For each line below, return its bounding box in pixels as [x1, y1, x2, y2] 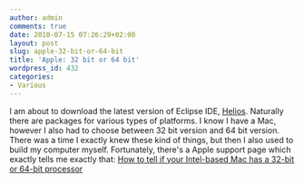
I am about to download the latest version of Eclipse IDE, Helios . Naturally [9, 105, 284, 116]
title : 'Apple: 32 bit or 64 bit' [9, 55, 141, 64]
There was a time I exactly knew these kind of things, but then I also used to [9, 134, 294, 145]
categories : [9, 72, 54, 82]
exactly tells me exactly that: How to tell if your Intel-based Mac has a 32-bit [9, 153, 295, 164]
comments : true [9, 22, 67, 31]
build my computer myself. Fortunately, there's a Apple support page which [9, 144, 291, 155]
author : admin [9, 13, 64, 23]
